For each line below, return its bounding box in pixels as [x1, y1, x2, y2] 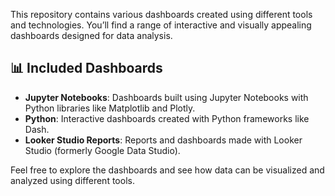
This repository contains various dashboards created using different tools [10, 9, 313, 20]
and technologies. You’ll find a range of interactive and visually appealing [10, 19, 312, 31]
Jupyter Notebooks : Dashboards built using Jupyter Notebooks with [24, 91, 309, 103]
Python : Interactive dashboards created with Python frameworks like [24, 112, 310, 124]
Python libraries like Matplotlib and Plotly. [24, 102, 196, 114]
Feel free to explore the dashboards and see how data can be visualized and [10, 164, 325, 176]
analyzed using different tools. [10, 174, 135, 186]
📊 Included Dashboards [10, 60, 163, 77]
